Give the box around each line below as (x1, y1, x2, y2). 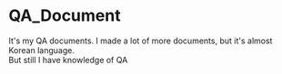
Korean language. (8, 44, 75, 55)
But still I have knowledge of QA (8, 54, 128, 65)
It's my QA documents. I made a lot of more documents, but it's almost (8, 35, 273, 46)
